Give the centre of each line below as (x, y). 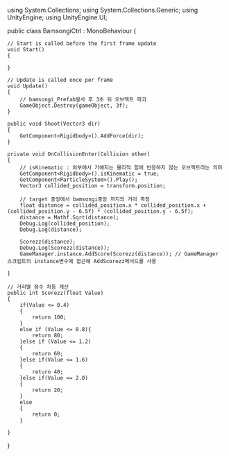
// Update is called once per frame (60, 80)
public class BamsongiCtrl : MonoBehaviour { (72, 31)
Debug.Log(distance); (51, 230)
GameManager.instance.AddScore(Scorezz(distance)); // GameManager (119, 254)
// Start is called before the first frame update (82, 44)
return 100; (50, 317)
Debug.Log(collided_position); (65, 223)
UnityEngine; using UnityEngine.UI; (57, 17)
